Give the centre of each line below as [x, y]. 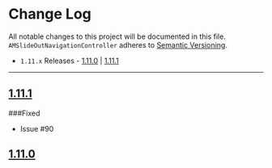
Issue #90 [37, 128]
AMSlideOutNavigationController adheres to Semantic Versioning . [118, 44]
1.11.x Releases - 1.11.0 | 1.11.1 [69, 61]
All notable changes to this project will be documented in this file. [117, 36]
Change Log [50, 14]
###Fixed [24, 113]
